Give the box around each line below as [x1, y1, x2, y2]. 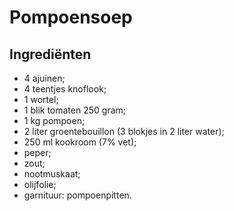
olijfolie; [23, 179, 57, 190]
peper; [23, 147, 52, 158]
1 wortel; [23, 94, 59, 105]
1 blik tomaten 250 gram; [23, 104, 126, 116]
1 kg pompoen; [23, 115, 86, 126]
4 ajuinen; [23, 72, 66, 84]
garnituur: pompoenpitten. [23, 189, 132, 201]
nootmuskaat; [23, 168, 81, 180]
